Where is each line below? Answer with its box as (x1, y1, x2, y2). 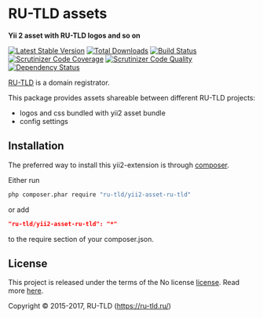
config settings (19, 116, 68, 126)
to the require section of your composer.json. (8, 234, 155, 243)
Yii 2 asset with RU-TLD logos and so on (8, 31, 141, 40)
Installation (8, 139, 64, 153)
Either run (8, 175, 40, 185)
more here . (8, 286, 44, 295)
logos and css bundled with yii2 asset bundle (19, 108, 166, 118)
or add (8, 205, 30, 214)
